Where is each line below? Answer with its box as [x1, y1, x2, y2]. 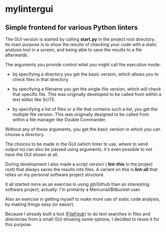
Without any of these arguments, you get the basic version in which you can [5, 126, 161, 132]
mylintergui [5, 3, 54, 15]
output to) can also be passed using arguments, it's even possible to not [5, 146, 153, 152]
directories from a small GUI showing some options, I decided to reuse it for [5, 216, 160, 222]
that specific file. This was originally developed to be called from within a [12, 92, 162, 97]
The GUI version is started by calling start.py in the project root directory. [5, 36, 156, 42]
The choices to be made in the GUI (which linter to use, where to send [5, 141, 148, 147]
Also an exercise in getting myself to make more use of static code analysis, [5, 196, 160, 202]
